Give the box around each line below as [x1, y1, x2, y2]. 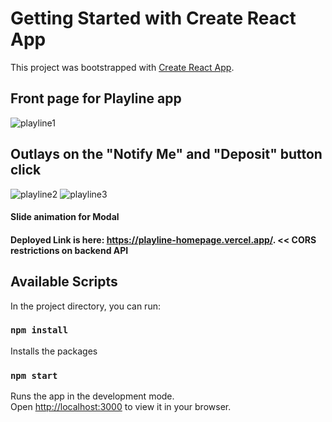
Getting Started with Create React [10, 7, 297, 30]
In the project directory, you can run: [10, 300, 161, 312]
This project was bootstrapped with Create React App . [10, 61, 235, 73]
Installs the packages [10, 345, 98, 357]
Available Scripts [10, 273, 118, 291]
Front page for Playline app [10, 90, 182, 107]
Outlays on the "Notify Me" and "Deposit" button [10, 146, 323, 163]
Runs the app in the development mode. [10, 390, 175, 402]
